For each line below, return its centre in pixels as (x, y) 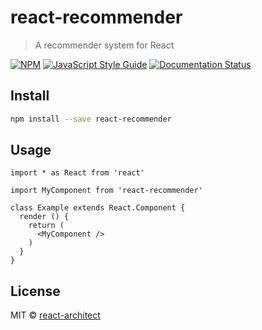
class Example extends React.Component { (98, 208)
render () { (44, 217)
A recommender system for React (104, 45)
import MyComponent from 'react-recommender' (106, 191)
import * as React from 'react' (77, 173)
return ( (46, 226)
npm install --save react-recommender (91, 119)
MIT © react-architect (55, 315)
